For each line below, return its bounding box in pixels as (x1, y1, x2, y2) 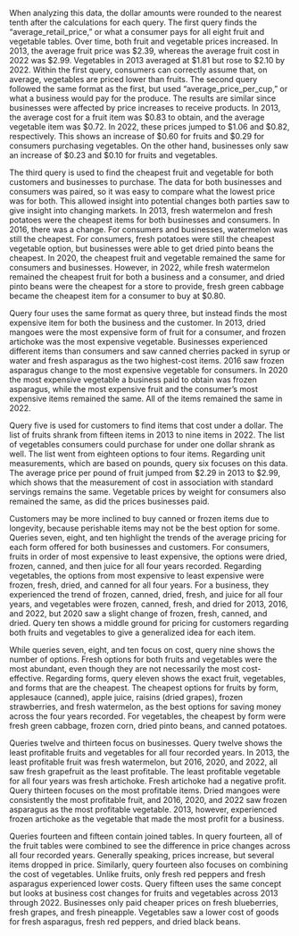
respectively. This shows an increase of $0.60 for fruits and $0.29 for (9, 131, 265, 141)
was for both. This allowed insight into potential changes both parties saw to (9, 196, 290, 206)
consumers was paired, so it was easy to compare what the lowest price (9, 187, 275, 196)
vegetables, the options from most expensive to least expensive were (9, 571, 265, 581)
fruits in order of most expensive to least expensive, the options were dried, (9, 551, 287, 562)
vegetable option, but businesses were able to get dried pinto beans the (9, 243, 274, 254)
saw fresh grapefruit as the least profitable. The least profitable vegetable (9, 766, 281, 776)
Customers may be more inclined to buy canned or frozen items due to (9, 514, 270, 523)
